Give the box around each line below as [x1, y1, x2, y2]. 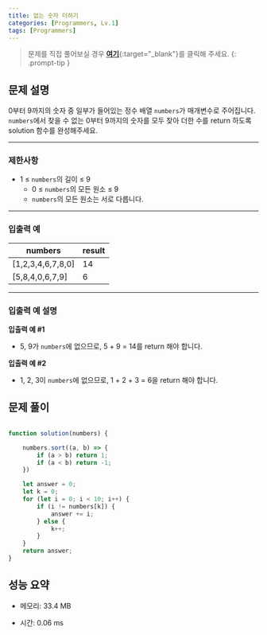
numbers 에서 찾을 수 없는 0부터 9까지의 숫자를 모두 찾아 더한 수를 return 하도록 [8, 116, 252, 126]
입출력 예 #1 [8, 325, 45, 334]
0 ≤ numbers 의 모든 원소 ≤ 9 [31, 185, 119, 194]
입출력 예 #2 [8, 359, 47, 368]
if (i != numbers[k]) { [37, 502, 115, 510]
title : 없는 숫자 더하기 [8, 11, 79, 20]
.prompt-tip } [27, 58, 70, 68]
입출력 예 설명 [8, 305, 58, 316]
